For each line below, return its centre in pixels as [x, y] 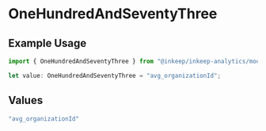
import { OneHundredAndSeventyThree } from [81, 61]
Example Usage [47, 43]
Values [26, 100]
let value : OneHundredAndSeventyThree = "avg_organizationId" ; [115, 75]
